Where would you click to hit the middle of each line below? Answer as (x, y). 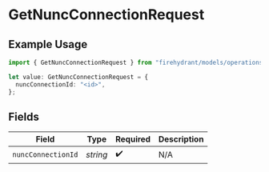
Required (132, 139)
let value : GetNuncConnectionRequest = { (78, 77)
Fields (24, 116)
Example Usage (48, 44)
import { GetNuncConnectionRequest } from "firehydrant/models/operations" (137, 62)
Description (181, 139)
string (96, 154)
